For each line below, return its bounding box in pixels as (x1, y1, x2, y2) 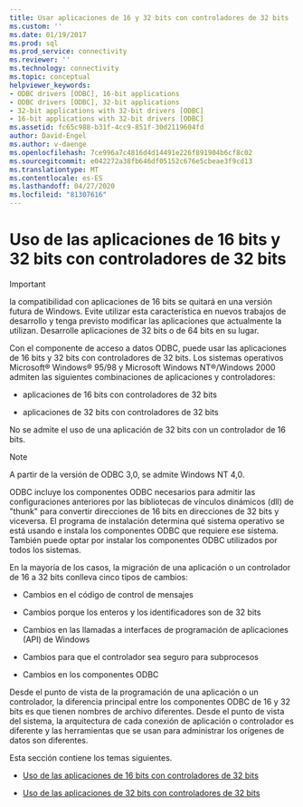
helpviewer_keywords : (9, 81, 91, 90)
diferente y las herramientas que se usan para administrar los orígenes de (9, 724, 285, 735)
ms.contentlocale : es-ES (9, 173, 103, 182)
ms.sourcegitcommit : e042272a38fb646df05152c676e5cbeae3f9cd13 (9, 156, 253, 166)
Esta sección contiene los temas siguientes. (9, 752, 173, 763)
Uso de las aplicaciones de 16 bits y (9, 229, 281, 250)
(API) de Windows (22, 634, 90, 645)
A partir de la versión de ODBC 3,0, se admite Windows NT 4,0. (9, 469, 245, 480)
